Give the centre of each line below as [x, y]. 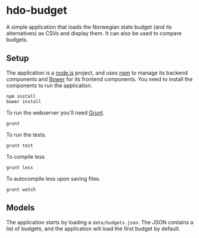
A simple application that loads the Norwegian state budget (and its [89, 27]
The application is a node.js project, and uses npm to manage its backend [97, 73]
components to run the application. [49, 85]
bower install [24, 101]
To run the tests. [26, 134]
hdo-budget [37, 10]
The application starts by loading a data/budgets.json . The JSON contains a [100, 222]
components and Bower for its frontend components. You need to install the [99, 79]
